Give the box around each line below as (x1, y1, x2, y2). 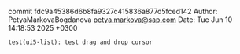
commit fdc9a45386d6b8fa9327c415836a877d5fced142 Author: (8, 7, 218, 16)
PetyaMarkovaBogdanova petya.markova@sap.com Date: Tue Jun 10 (8, 15, 233, 24)
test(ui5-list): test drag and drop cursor (8, 38, 153, 46)
